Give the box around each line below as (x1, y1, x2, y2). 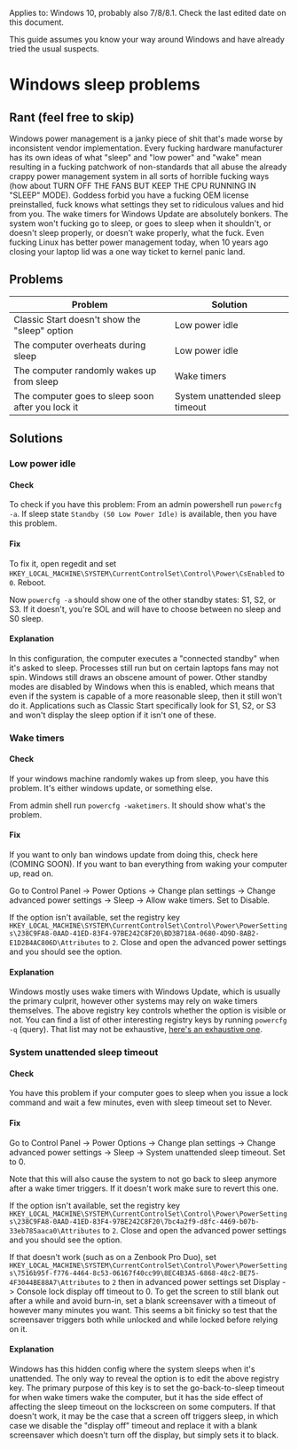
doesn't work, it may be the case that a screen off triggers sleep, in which (9, 1410, 279, 1422)
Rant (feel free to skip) (9, 110, 135, 125)
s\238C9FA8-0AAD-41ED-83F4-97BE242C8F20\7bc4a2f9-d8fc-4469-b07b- (9, 1217, 260, 1226)
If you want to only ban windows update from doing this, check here (9, 850, 259, 860)
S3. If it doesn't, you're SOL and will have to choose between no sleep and (9, 603, 282, 615)
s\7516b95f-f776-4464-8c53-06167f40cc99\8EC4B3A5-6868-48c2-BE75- (9, 1268, 260, 1278)
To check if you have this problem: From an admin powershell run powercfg (9, 499, 282, 510)
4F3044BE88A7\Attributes (9, 1278, 101, 1287)
